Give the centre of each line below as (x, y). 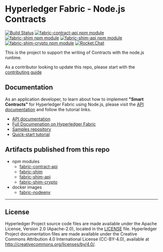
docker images (27, 187)
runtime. (13, 57)
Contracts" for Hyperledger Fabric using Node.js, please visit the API (74, 104)
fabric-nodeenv (35, 192)
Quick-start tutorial (31, 134)
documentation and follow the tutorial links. (48, 109)
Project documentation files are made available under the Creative (71, 234)
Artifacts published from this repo (57, 150)
